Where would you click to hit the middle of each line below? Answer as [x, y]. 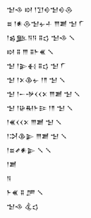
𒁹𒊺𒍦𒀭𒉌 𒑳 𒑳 [29, 150]
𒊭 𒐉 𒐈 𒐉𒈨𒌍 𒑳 [30, 52]
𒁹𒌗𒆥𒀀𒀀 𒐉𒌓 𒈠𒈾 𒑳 [41, 38]
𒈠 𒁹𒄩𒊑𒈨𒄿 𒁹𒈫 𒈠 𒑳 [40, 108]
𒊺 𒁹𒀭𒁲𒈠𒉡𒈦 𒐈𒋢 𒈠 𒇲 [46, 24]
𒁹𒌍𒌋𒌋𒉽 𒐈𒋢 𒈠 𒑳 [34, 122]
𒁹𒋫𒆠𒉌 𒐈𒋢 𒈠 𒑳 [37, 136]
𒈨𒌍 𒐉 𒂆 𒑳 [25, 192]
